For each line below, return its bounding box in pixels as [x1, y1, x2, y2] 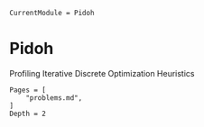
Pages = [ [9, 86, 47, 95]
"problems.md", [25, 93, 83, 103]
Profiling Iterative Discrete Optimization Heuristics [9, 68, 195, 78]
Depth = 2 [9, 109, 47, 118]
